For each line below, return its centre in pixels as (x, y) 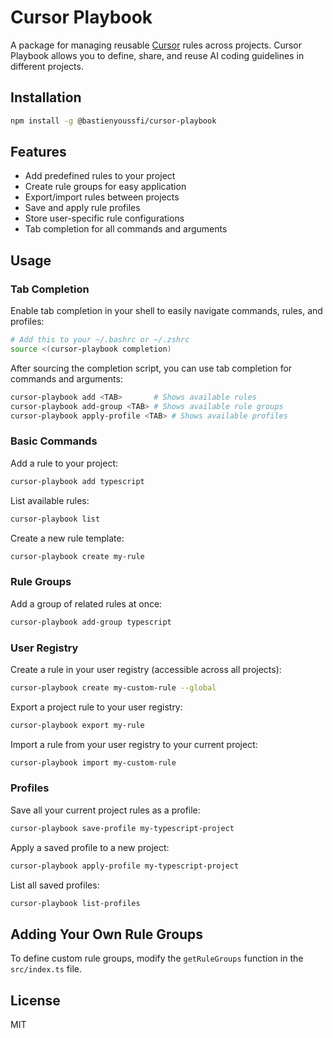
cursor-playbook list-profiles (75, 903)
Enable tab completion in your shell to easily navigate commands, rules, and (166, 311)
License (35, 1000)
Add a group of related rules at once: (86, 603)
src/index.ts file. (46, 969)
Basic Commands (54, 441)
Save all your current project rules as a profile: (105, 810)
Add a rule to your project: (64, 463)
